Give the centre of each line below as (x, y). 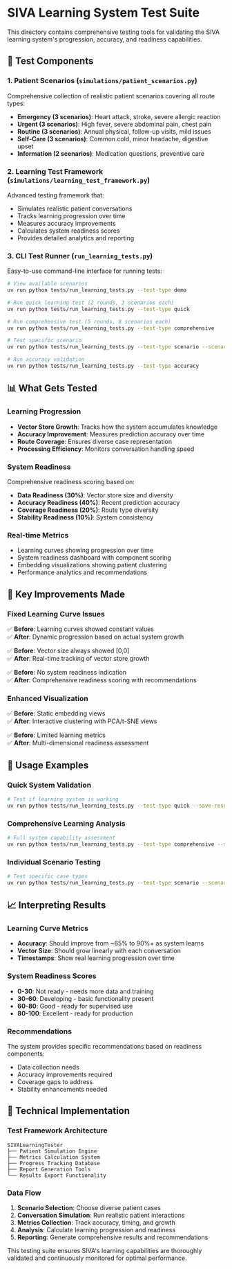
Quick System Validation (49, 785)
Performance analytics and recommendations (82, 572)
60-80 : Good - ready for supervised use (75, 1006)
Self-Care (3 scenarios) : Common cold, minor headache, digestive (113, 139)
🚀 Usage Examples (48, 765)
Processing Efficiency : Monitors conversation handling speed (106, 449)
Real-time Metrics (38, 535)
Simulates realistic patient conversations (75, 208)
